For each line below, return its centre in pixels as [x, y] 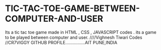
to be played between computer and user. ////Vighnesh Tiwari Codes [74, 37]
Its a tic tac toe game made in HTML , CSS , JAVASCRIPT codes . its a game [81, 32]
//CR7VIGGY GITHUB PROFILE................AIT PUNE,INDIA [61, 42]
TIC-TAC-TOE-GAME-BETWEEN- [72, 8]
